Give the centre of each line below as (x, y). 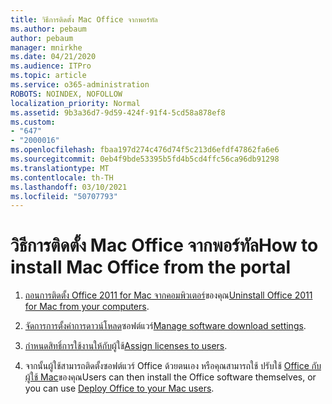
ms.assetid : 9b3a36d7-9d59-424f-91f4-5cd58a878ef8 (118, 112)
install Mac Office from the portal (151, 267)
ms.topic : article (48, 76)
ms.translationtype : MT (60, 168)
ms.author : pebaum (48, 29)
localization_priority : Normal (75, 103)
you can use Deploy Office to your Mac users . (119, 388)
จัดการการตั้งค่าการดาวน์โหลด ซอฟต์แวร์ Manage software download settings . (165, 326)
